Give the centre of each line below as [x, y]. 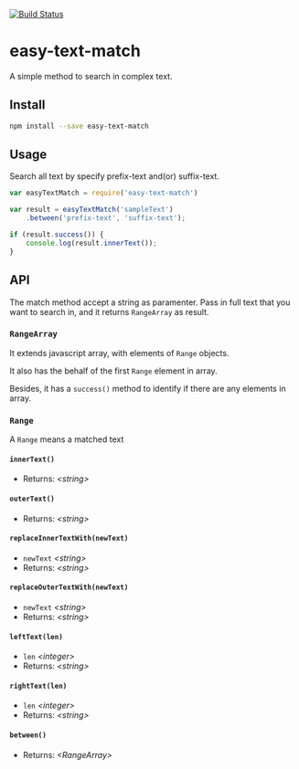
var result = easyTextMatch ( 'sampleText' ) [91, 210]
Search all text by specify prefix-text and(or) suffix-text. [114, 176]
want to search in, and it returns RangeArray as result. [109, 311]
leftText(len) [37, 637]
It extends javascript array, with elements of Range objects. [119, 353]
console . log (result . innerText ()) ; [91, 243]
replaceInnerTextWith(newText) [69, 539]
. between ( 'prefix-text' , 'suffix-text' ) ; [106, 218]
